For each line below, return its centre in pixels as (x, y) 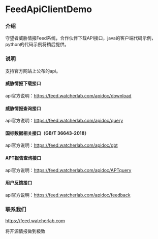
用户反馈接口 (19, 183)
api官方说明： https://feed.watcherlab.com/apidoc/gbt (61, 145)
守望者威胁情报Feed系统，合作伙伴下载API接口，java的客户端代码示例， (81, 38)
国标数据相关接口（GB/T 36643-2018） (47, 133)
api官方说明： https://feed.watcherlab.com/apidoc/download (68, 95)
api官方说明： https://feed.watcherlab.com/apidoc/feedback (68, 195)
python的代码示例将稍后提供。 (37, 45)
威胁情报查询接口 (23, 108)
